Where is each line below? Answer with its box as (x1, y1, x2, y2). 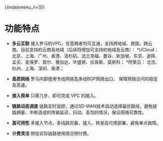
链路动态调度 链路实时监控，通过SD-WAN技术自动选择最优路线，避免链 (11, 103, 157, 109)
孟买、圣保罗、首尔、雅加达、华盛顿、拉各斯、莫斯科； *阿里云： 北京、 (11, 59, 160, 65)
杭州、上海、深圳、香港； (11, 65, 64, 71)
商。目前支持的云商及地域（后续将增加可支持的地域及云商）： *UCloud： (11, 47, 159, 53)
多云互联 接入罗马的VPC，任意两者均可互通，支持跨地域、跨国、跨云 (11, 40, 153, 46)
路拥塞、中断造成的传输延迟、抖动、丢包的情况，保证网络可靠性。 (11, 109, 147, 115)
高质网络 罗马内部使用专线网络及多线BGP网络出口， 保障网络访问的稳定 (11, 75, 158, 81)
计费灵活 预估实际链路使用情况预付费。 (11, 130, 92, 136)
